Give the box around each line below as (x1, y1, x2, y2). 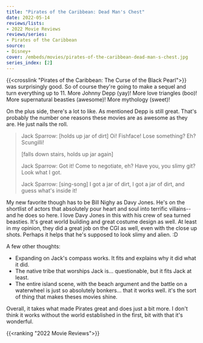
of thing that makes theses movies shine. (15, 293, 118, 301)
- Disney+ (6, 49, 32, 55)
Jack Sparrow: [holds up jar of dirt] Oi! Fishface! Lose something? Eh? (21, 132, 196, 140)
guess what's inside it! (21, 186, 78, 194)
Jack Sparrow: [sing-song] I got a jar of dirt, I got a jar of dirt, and (21, 180, 185, 188)
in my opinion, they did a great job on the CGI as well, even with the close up (6, 224, 198, 231)
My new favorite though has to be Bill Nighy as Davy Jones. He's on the (6, 199, 185, 206)
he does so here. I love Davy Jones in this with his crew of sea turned (17, 211, 191, 219)
